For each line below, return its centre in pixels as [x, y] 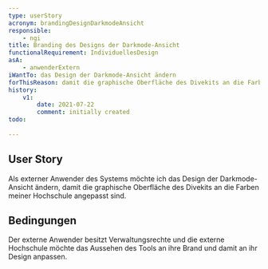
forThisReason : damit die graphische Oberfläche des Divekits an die [126, 82]
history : [23, 90]
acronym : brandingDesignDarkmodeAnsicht [77, 23]
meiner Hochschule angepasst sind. [67, 196]
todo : [17, 120]
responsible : [30, 30]
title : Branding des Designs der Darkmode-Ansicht [94, 45]
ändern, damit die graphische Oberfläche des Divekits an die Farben [147, 187]
